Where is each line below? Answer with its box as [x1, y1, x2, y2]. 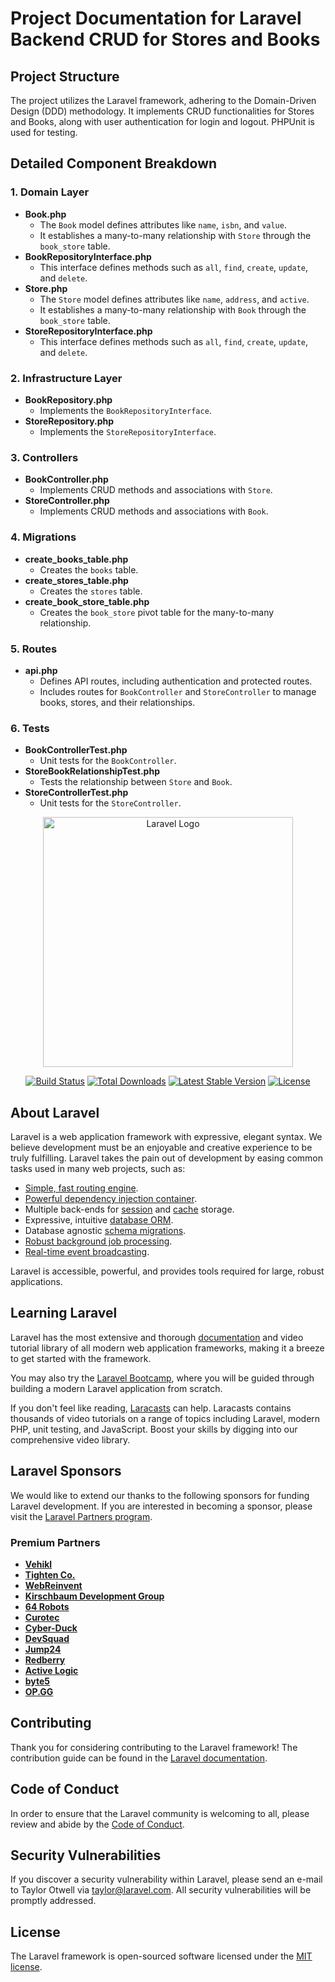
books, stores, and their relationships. [39, 696, 196, 708]
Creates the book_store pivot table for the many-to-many [39, 606, 275, 618]
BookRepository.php [24, 393, 113, 406]
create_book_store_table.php [24, 595, 150, 607]
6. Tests [10, 721, 50, 735]
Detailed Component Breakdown [10, 155, 218, 172]
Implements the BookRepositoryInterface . [39, 404, 212, 416]
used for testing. [10, 127, 78, 138]
